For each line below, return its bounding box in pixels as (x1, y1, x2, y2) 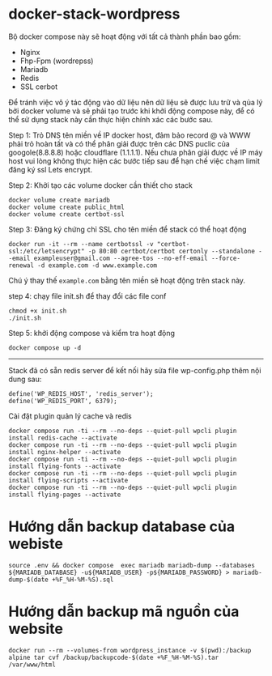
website (8, 620, 63, 638)
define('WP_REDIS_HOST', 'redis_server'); (8, 389, 154, 398)
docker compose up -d (8, 343, 82, 352)
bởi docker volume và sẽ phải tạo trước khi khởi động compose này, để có (8, 106, 255, 116)
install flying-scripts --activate (8, 476, 129, 484)
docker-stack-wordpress (8, 5, 181, 23)
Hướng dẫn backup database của (8, 517, 236, 536)
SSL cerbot (19, 82, 58, 91)
